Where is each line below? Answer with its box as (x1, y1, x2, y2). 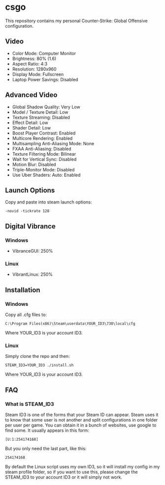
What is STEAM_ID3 (5, 400, 54, 407)
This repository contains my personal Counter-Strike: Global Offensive (5, 18, 148, 24)
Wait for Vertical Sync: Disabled (12, 156, 77, 162)
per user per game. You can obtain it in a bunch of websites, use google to (5, 422, 157, 428)
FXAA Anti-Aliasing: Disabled (12, 146, 71, 152)
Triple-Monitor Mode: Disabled (12, 166, 75, 172)
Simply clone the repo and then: (5, 354, 70, 359)
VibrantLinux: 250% (12, 271, 53, 277)
